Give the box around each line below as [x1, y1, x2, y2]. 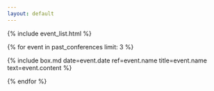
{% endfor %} [7, 77, 47, 85]
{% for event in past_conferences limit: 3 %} [7, 42, 134, 51]
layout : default [7, 10, 54, 17]
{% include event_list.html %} [7, 29, 92, 38]
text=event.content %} [7, 63, 72, 72]
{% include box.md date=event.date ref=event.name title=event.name [7, 56, 207, 65]
